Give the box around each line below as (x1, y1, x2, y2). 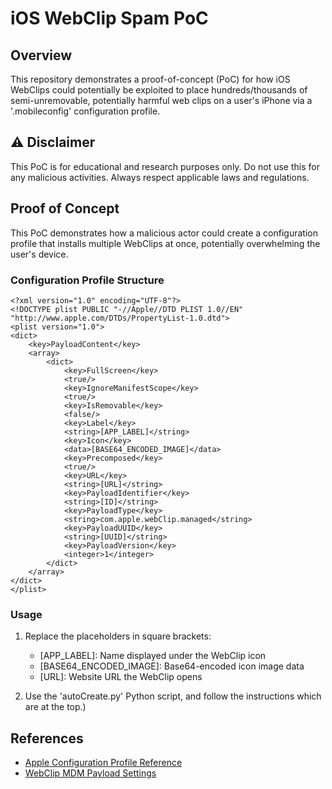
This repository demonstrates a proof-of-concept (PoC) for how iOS (10, 73, 291, 85)
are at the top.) (24, 701, 87, 713)
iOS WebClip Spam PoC (10, 7, 209, 30)
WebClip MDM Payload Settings (24, 767, 157, 779)
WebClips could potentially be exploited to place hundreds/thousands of (10, 84, 308, 96)
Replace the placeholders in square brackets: (24, 630, 212, 642)
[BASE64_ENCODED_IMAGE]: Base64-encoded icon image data (39, 660, 305, 672)
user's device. (10, 248, 69, 260)
